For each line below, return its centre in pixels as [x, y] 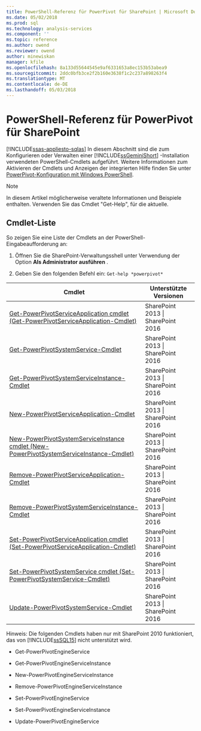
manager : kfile [25, 62]
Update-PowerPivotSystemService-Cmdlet [71, 607]
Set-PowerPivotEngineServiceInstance [63, 709]
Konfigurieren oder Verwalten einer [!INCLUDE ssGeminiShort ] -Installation [98, 155]
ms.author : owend [28, 46]
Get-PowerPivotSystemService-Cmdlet [65, 349]
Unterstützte [168, 288]
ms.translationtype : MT [36, 79]
